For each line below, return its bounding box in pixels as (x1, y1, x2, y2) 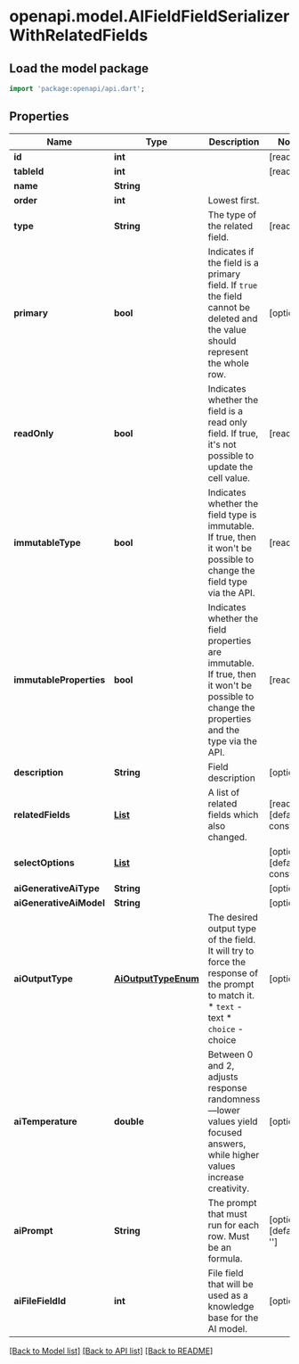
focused (207, 1126, 243, 1138)
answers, (207, 1137, 246, 1150)
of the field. (207, 933, 256, 946)
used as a (207, 1289, 249, 1302)
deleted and (207, 312, 258, 325)
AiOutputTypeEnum (114, 972, 200, 985)
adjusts (207, 1071, 238, 1083)
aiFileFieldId (13, 1294, 67, 1307)
